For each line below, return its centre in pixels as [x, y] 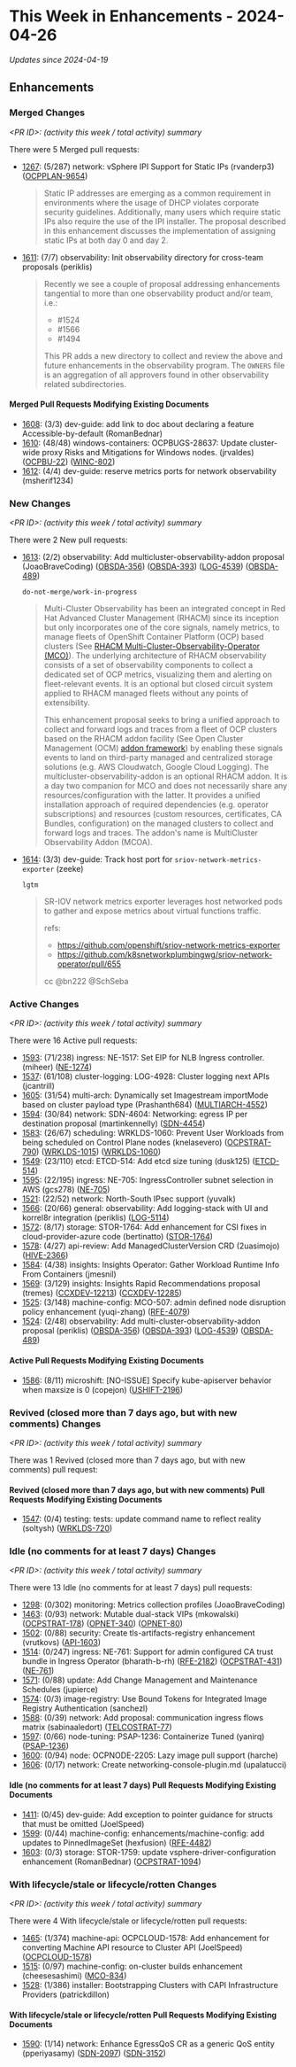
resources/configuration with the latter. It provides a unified [152, 796]
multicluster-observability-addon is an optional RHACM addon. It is [166, 776]
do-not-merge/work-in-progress [80, 592]
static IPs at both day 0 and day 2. [106, 240]
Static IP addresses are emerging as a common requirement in [157, 193]
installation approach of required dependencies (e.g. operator [156, 804]
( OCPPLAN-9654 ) [55, 175]
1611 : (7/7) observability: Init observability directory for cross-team [142, 257]
